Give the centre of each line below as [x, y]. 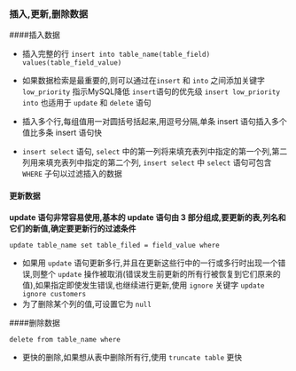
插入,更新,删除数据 [49, 13]
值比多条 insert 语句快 [62, 133]
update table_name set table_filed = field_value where [114, 245]
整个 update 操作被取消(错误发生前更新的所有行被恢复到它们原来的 [160, 273]
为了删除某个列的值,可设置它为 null [87, 304]
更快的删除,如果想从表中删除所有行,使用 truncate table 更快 [132, 357]
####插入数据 [35, 35]
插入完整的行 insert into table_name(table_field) [116, 54]
